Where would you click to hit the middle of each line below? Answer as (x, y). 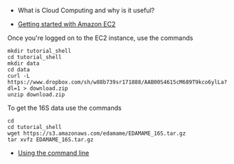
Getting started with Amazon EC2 (67, 24)
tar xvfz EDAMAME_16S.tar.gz (50, 140)
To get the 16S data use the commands (65, 108)
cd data (19, 70)
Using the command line (53, 153)
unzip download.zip (36, 95)
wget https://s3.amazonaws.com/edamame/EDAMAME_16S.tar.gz (97, 133)
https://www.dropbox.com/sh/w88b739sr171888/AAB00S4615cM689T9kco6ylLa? (117, 82)
